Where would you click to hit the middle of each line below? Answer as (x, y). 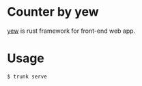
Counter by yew (53, 12)
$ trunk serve (27, 76)
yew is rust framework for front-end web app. (71, 31)
